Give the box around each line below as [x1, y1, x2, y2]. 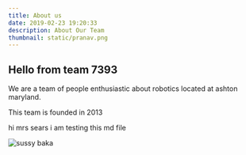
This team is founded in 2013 [8, 108, 103, 117]
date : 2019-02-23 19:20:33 [8, 19, 98, 27]
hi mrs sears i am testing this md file [8, 123, 127, 133]
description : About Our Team [8, 26, 105, 34]
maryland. [8, 93, 41, 102]
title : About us [8, 11, 62, 20]
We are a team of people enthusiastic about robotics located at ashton [8, 84, 238, 93]
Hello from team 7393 [8, 62, 117, 76]
